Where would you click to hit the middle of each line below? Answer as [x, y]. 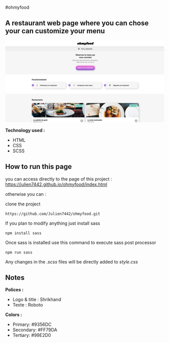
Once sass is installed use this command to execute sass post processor [81, 242]
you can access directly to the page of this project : [59, 179]
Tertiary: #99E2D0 [32, 335]
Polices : [14, 290]
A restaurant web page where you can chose [77, 23]
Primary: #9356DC [32, 325]
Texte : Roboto [28, 305]
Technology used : [25, 130]
